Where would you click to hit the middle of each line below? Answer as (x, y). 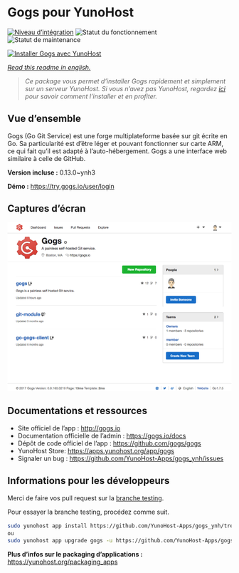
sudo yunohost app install (47, 526)
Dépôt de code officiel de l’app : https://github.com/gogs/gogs (109, 443)
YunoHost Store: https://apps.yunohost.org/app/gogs (96, 450)
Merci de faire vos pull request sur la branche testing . (86, 498)
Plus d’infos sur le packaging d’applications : (75, 554)
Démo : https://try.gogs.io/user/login (61, 186)
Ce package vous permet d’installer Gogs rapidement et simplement (125, 81)
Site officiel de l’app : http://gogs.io (69, 428)
